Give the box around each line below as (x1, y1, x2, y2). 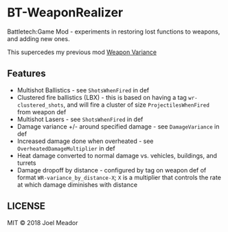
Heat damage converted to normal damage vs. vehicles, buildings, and (16, 151, 218, 159)
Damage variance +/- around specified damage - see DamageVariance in (16, 122, 220, 131)
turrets (16, 159, 36, 167)
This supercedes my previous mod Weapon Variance (7, 48, 157, 56)
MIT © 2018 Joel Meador (7, 218, 78, 227)
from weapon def (16, 107, 67, 116)
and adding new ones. (7, 34, 70, 42)
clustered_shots (16, 101, 64, 109)
